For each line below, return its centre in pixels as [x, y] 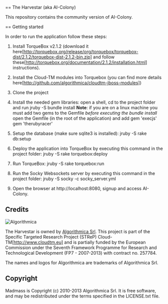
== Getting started [24, 27]
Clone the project [30, 92]
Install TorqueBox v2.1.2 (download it [51, 46]
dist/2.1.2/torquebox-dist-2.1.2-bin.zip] [52, 57]
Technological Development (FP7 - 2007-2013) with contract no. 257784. [81, 253]
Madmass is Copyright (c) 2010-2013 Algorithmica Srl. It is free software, [81, 290]
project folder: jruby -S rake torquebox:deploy [60, 154]
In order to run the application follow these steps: [56, 36]
